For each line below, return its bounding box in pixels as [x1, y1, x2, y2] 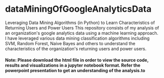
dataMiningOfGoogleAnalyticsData [5, 3, 152, 15]
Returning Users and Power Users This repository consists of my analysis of [5, 25, 160, 30]
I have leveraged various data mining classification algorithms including [5, 35, 150, 41]
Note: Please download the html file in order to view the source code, [5, 57, 149, 63]
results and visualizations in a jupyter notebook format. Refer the [5, 62, 141, 68]
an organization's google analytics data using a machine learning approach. [5, 30, 159, 36]
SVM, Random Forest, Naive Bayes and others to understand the [5, 40, 136, 46]
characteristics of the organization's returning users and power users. [5, 46, 147, 52]
